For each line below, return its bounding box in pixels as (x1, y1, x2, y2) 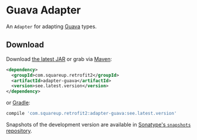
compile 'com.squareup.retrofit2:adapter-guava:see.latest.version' (6, 111, 177, 117)
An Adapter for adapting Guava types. (6, 23, 97, 30)
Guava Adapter (6, 4, 81, 17)
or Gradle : (6, 99, 30, 106)
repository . (6, 127, 32, 134)
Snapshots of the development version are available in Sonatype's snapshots (6, 121, 191, 128)
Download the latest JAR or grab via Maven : (6, 55, 113, 62)
